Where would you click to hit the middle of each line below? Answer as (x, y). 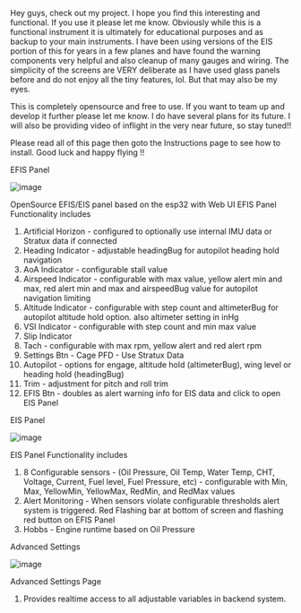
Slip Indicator (47, 336)
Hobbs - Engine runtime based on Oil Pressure (109, 529)
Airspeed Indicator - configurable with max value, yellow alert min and (153, 279)
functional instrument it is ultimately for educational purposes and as (137, 32)
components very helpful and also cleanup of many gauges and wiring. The (150, 60)
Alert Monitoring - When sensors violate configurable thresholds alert (151, 501)
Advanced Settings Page (56, 581)
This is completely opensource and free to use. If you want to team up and (147, 106)
